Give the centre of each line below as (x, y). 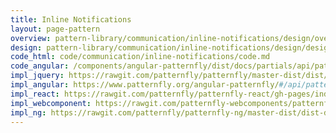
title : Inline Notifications (71, 19)
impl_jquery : (37, 76)
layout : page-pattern (55, 29)
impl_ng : (28, 112)
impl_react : (35, 94)
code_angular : (40, 66)
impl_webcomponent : (51, 103)
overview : (31, 38)
